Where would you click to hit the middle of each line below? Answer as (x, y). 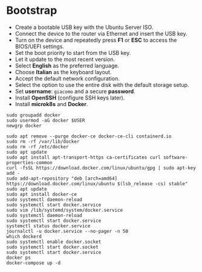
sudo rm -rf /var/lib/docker (43, 141)
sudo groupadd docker (34, 115)
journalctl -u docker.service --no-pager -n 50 (67, 231)
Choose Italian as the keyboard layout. (63, 72)
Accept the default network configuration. (67, 78)
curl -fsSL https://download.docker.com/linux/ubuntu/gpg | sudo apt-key (101, 168)
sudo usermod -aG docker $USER (46, 120)
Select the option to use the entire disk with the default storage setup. (102, 84)
